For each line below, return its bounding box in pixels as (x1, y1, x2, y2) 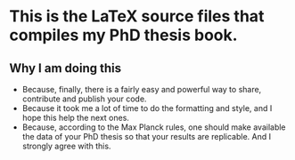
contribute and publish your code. (21, 93, 147, 104)
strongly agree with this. (21, 140, 111, 151)
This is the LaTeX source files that (9, 6, 265, 27)
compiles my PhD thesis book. (9, 25, 238, 45)
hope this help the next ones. (21, 113, 129, 123)
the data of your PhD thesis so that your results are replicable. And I (21, 132, 272, 141)
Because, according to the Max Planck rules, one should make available (21, 122, 287, 132)
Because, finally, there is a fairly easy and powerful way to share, (21, 84, 262, 94)
